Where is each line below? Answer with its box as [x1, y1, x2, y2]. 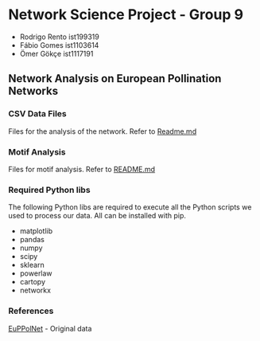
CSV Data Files [8, 108, 68, 120]
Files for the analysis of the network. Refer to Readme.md [8, 126, 197, 136]
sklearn [19, 261, 45, 270]
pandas [19, 235, 45, 245]
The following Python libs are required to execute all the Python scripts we [8, 202, 252, 212]
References [8, 305, 54, 316]
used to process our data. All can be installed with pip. [8, 211, 187, 221]
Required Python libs [8, 184, 91, 195]
